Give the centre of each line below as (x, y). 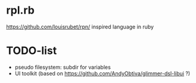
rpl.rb (20, 10)
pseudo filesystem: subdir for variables (63, 67)
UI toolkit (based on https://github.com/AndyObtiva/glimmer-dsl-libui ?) (102, 73)
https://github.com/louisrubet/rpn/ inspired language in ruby (80, 27)
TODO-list (32, 51)
